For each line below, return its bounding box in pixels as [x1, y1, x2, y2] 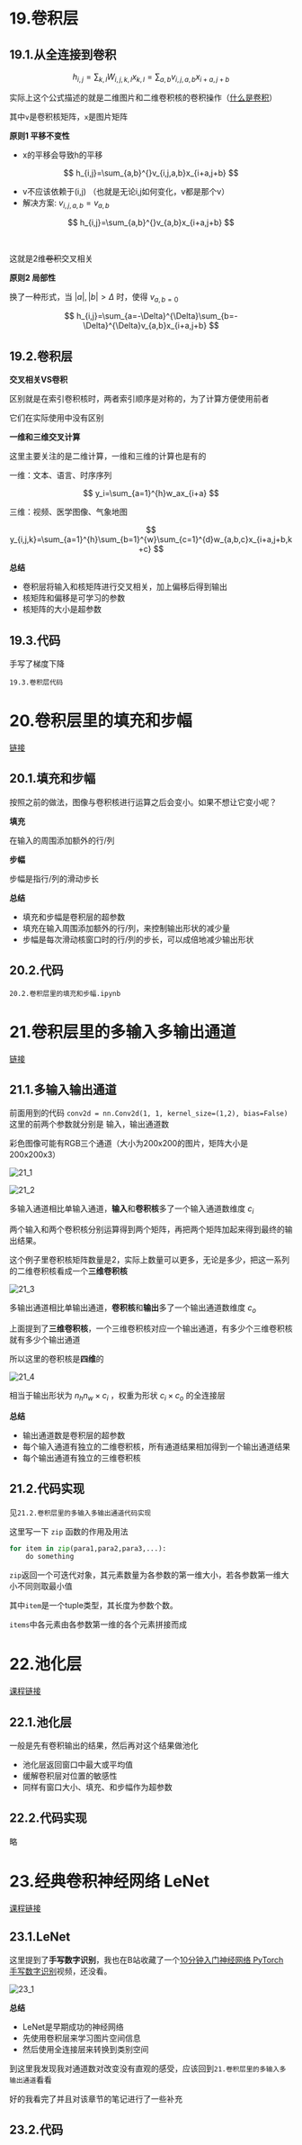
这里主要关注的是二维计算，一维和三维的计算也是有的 [9, 451, 207, 462]
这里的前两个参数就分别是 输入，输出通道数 [9, 1118, 169, 1130]
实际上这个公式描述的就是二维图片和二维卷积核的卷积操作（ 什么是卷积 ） [9, 92, 277, 103]
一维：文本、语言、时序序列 [9, 470, 112, 481]
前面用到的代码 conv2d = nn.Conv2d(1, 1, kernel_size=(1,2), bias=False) [9, 1108, 289, 1118]
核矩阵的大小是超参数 [22, 604, 102, 615]
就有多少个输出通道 [9, 1334, 81, 1344]
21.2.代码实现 [9, 1481, 85, 1497]
